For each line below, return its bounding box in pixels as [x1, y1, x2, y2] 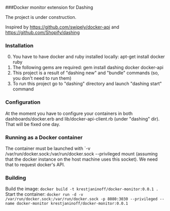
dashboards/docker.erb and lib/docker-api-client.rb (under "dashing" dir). [5, 115, 160, 122]
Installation [5, 42, 34, 49]
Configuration [5, 99, 41, 106]
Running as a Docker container [5, 134, 83, 141]
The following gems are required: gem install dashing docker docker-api [12, 65, 164, 71]
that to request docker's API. [5, 161, 65, 167]
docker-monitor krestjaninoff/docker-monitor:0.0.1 [16, 201, 128, 206]
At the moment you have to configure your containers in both [5, 110, 133, 116]
